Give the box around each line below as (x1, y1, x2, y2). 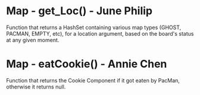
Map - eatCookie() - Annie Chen (6, 58, 167, 71)
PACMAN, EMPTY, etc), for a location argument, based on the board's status (6, 30, 194, 37)
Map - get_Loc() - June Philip (6, 4, 153, 18)
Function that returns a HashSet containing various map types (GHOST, (6, 24, 182, 31)
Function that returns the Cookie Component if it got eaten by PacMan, (6, 77, 180, 84)
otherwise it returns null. (6, 83, 66, 90)
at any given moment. (6, 36, 60, 43)
